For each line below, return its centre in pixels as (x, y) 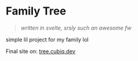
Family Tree (36, 11)
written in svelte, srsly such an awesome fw (76, 28)
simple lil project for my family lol (47, 39)
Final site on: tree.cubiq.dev (41, 51)
